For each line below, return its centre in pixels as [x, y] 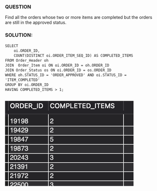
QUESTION [18, 7]
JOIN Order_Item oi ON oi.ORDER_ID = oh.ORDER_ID [57, 65]
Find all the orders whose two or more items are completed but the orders [79, 17]
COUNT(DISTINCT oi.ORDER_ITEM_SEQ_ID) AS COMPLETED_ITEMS [73, 55]
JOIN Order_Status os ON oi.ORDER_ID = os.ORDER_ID [58, 70]
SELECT [12, 46]
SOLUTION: [19, 35]
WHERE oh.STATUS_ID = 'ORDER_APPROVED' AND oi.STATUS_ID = [66, 75]
